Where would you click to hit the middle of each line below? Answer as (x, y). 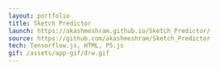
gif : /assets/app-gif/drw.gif (59, 53)
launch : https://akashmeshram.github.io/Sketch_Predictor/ (109, 31)
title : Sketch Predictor (50, 23)
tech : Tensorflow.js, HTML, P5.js (66, 46)
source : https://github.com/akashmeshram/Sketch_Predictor (109, 38)
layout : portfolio (39, 16)
